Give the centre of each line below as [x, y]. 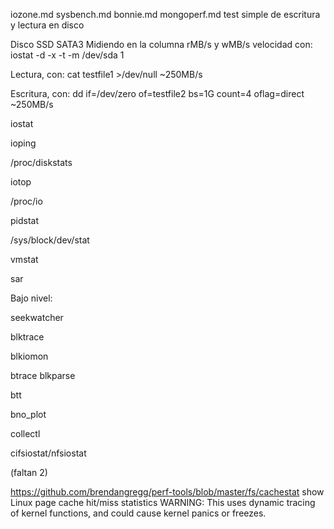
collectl [25, 433]
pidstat [25, 220]
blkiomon [29, 356]
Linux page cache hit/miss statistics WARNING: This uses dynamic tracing [163, 502]
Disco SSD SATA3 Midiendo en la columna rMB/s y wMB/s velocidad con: [161, 44]
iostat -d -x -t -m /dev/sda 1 [67, 55]
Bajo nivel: [31, 298]
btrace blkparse [43, 375]
